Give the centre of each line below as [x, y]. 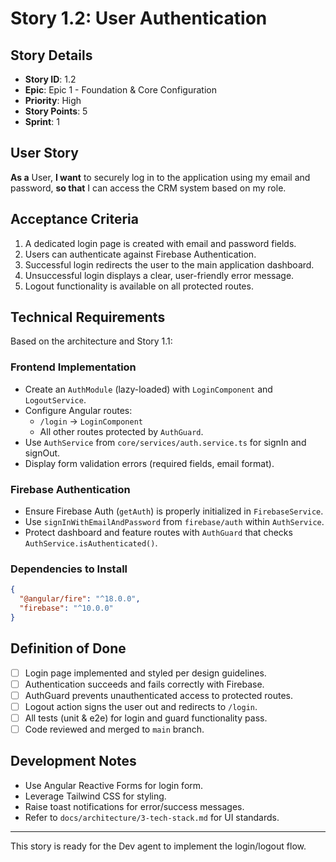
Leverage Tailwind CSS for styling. [95, 796]
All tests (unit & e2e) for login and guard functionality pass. [146, 718]
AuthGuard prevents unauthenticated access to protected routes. [159, 695]
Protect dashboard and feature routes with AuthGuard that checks [158, 533]
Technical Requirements [88, 317]
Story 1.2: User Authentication [139, 18]
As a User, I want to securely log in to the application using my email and [160, 177]
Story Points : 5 [56, 111]
